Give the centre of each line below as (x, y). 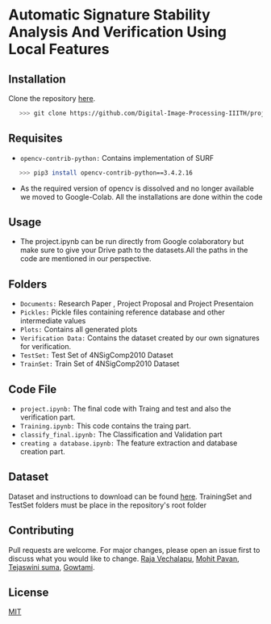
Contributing (41, 531)
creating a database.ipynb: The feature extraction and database (129, 443)
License (29, 593)
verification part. (48, 417)
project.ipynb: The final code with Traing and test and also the (125, 409)
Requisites (35, 139)
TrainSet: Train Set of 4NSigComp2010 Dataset (100, 364)
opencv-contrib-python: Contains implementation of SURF (117, 158)
